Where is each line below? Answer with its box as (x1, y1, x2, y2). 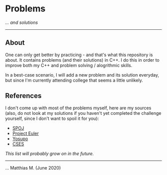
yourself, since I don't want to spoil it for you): (5, 115, 99, 121)
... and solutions (5, 19, 38, 25)
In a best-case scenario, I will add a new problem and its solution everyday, (5, 72, 159, 78)
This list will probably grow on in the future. (5, 150, 94, 157)
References (5, 91, 42, 100)
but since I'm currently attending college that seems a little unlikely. (5, 77, 143, 83)
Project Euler (12, 130, 39, 136)
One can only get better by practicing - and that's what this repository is (5, 52, 153, 58)
